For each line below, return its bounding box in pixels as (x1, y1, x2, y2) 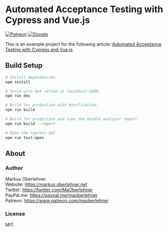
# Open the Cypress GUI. (5, 130, 58, 135)
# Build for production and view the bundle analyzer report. (5, 117, 140, 122)
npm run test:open (5, 135, 44, 140)
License (5, 210, 25, 217)
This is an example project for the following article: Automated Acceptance (5, 41, 161, 47)
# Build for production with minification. (5, 103, 99, 108)
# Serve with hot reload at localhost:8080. (5, 89, 101, 94)
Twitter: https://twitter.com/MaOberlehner (5, 187, 93, 193)
